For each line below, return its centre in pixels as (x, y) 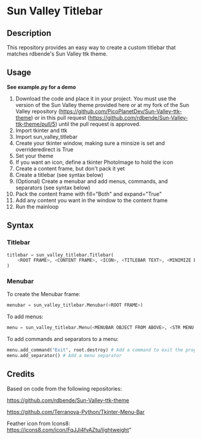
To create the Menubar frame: (44, 294)
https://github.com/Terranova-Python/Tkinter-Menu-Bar (76, 411)
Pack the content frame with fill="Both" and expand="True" (89, 194)
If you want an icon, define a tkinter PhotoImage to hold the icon (94, 162)
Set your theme (34, 156)
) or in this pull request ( (61, 117)
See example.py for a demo (41, 87)
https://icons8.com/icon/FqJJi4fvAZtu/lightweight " (69, 429)
